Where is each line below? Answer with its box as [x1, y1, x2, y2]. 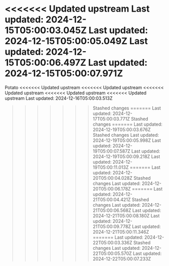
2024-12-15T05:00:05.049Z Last [5, 35, 148, 47]
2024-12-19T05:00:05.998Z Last [93, 137, 161, 143]
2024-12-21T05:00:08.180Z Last [93, 212, 160, 218]
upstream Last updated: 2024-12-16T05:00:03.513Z [5, 95, 113, 101]
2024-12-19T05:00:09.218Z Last [93, 153, 160, 160]
